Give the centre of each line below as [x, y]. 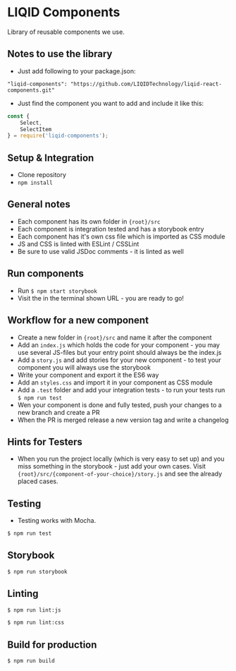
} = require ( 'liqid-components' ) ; [58, 136]
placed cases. [38, 481]
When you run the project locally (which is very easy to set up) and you [121, 459]
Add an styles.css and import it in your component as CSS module [115, 382]
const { [19, 116]
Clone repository [42, 175]
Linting [23, 594]
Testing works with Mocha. [57, 521]
